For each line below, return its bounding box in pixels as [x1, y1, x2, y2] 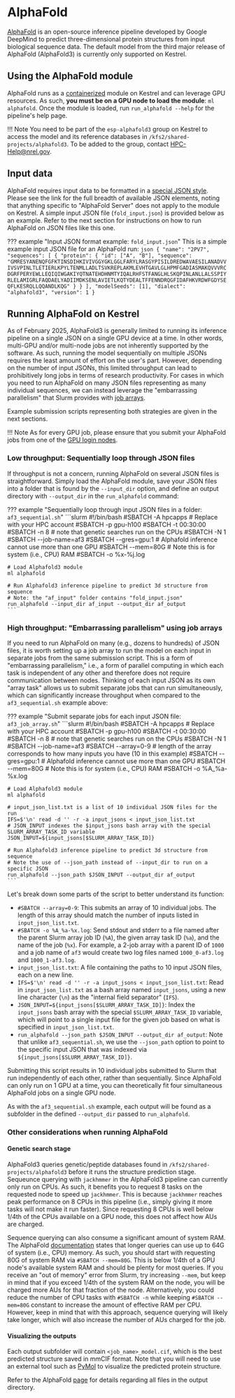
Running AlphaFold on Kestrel [7, 308, 140, 319]
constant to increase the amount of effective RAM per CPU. [31, 1300, 202, 1310]
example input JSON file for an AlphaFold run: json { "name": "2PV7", [7, 244, 210, 253]
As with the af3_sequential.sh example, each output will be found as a [7, 1102, 211, 1110]
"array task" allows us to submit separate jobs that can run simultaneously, [7, 683, 223, 692]
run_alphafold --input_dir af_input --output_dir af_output [7, 600, 187, 607]
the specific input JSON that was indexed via [17, 1045, 148, 1053]
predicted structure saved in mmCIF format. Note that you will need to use [7, 1354, 221, 1363]
